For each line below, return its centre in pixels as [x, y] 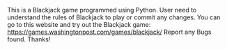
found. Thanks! [29, 39]
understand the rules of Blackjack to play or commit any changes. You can [114, 17]
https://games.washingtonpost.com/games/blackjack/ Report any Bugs [109, 32]
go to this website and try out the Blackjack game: [79, 24]
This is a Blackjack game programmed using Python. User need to [102, 10]
